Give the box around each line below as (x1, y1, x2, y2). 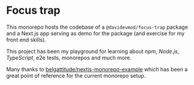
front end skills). (6, 36, 47, 43)
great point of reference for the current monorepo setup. (6, 72, 146, 79)
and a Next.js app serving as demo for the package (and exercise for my (6, 29, 185, 37)
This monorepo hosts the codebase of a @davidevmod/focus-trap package (6, 23, 189, 31)
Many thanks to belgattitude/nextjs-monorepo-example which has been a (6, 65, 188, 72)
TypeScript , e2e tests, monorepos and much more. (6, 54, 132, 61)
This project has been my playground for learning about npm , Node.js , (6, 47, 180, 54)
